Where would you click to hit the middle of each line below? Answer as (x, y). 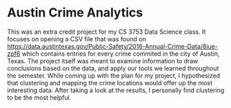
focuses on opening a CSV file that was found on (77, 39)
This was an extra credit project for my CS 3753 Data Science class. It (107, 32)
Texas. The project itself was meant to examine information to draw (103, 61)
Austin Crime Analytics (75, 13)
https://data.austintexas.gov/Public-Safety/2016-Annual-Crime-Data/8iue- (113, 46)
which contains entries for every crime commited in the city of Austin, (121, 54)
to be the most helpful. (39, 97)
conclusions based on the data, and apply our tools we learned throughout (113, 68)
